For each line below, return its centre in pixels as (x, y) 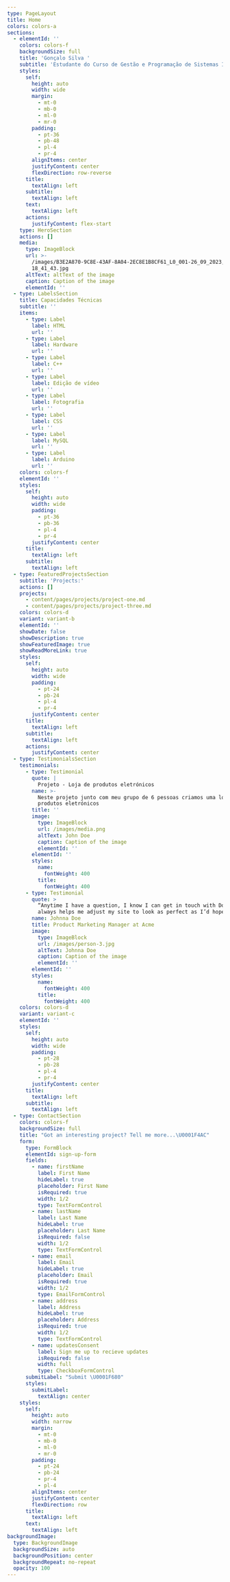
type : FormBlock (48, 1148)
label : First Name (64, 1173)
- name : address (55, 1301)
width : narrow (52, 1422)
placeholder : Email (65, 1276)
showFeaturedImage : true (55, 644)
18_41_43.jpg (50, 268)
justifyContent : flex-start (72, 223)
